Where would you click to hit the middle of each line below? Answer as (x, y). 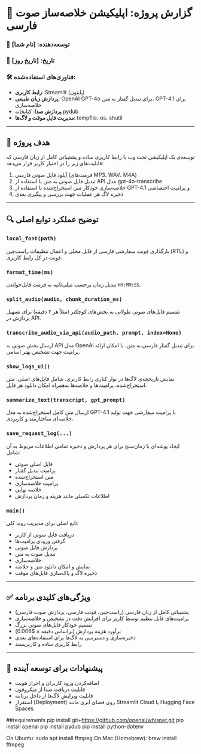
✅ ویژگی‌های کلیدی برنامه (48, 597)
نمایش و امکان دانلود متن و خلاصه (52, 566)
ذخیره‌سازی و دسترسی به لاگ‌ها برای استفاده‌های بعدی (75, 637)
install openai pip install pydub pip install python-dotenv (75, 726)
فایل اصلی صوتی (33, 464)
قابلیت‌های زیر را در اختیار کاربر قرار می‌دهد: (55, 163)
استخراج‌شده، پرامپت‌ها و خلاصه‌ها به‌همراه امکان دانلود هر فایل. (77, 385)
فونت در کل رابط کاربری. (34, 257)
